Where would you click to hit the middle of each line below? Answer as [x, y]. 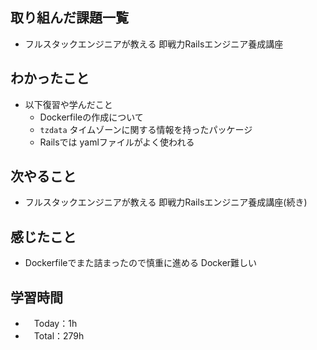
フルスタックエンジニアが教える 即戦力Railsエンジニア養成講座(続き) [166, 202]
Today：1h [55, 324]
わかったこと [50, 78]
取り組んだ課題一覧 [69, 18]
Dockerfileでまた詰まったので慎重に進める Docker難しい [141, 263]
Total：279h [59, 336]
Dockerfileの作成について [91, 117]
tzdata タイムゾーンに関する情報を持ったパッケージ [146, 129]
